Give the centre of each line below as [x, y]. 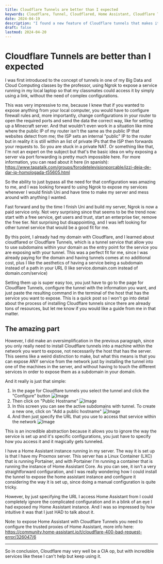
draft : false [18, 28]
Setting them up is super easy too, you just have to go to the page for [74, 282]
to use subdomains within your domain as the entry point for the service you [81, 247]
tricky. [11, 487]
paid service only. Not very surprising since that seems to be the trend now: [81, 212]
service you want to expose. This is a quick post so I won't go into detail [77, 298]
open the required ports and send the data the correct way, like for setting [79, 120]
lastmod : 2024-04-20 [26, 32]
